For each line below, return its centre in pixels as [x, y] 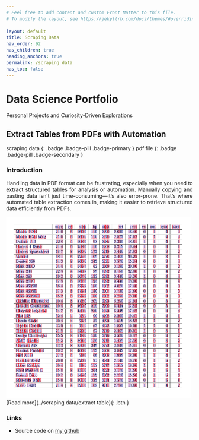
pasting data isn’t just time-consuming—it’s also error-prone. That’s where [99, 195]
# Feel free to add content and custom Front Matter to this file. [91, 12]
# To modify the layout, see [42, 19]
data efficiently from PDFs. [39, 208]
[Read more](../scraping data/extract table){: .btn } [68, 403]
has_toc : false [25, 69]
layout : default [26, 31]
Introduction [24, 170]
